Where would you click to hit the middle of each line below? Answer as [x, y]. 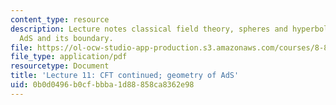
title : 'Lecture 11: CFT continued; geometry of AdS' [125, 76]
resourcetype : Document [60, 66]
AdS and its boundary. [66, 38]
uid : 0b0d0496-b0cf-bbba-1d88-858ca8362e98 [102, 85]
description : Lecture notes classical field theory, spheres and [149, 29]
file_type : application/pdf [69, 57]
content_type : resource [60, 19]
